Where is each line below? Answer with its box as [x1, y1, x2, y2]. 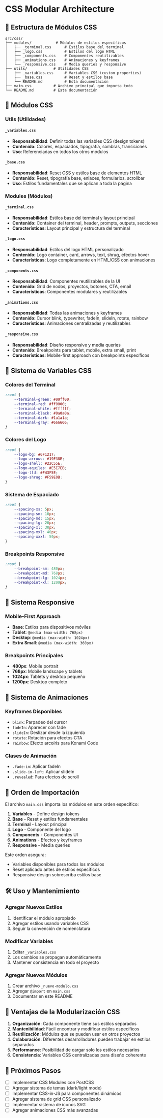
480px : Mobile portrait [12, 663, 59, 669]
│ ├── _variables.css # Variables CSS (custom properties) [5, 70, 141, 75]
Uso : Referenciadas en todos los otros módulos [12, 149, 109, 155]
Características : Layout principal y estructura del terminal [12, 225, 130, 231]
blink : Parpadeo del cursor [12, 719, 68, 725]
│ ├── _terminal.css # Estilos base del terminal [5, 45, 124, 50]
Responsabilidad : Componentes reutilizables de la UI [12, 278, 120, 284]
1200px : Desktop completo [12, 679, 68, 685]
